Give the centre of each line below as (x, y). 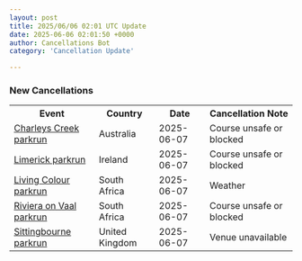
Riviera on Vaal (45, 206)
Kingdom (118, 243)
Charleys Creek (46, 129)
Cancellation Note (249, 113)
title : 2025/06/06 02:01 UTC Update (78, 26)
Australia (117, 134)
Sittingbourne (43, 232)
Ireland (113, 160)
